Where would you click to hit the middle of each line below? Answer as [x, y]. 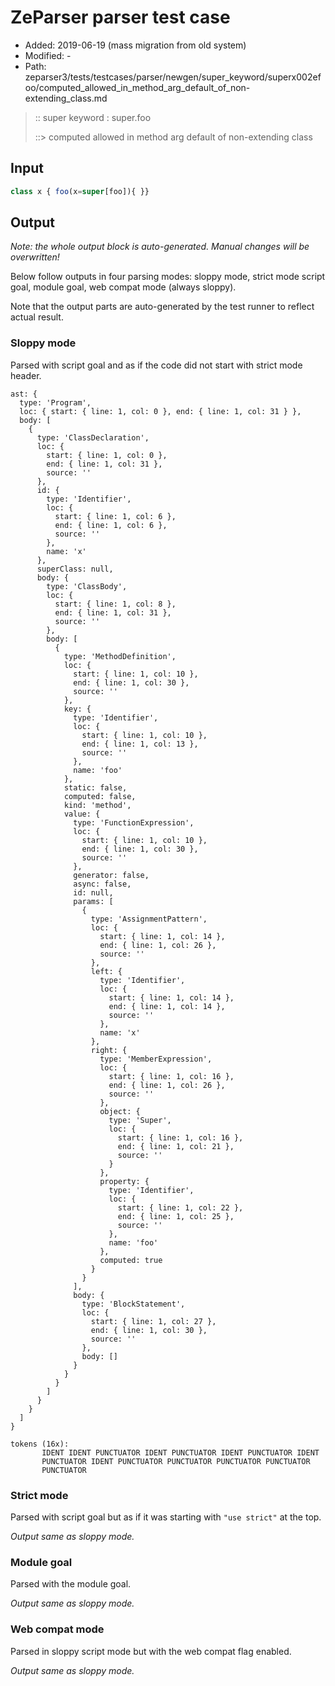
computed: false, [100, 796]
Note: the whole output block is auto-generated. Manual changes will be [160, 247]
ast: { [24, 394]
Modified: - [48, 55]
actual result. [37, 317]
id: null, [93, 892]
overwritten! [35, 257]
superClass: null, [75, 569]
